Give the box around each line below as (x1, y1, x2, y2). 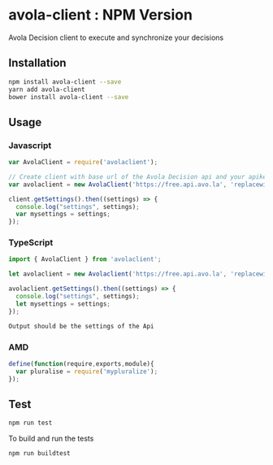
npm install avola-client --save (8, 77, 122, 86)
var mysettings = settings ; (15, 210, 111, 219)
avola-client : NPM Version (8, 6, 193, 24)
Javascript (8, 140, 52, 151)
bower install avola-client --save (8, 93, 129, 101)
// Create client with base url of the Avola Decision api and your (8, 172, 245, 180)
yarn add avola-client (8, 85, 85, 93)
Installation (8, 56, 67, 70)
